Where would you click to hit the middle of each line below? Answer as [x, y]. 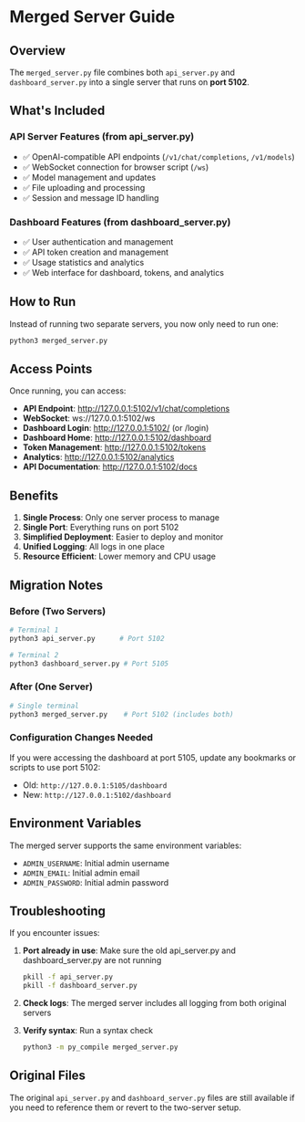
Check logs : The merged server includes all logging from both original [154, 1003]
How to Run [43, 302]
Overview [38, 51]
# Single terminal [44, 706]
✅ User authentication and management [98, 241]
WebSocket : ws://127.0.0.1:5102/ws [89, 418]
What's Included [57, 111]
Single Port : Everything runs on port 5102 [101, 528]
